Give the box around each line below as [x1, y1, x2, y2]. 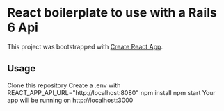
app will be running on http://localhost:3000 [7, 96, 134, 104]
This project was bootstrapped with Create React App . [7, 42, 163, 51]
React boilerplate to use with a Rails [7, 5, 217, 21]
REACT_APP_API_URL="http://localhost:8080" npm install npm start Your [7, 88, 216, 96]
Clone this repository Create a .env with [7, 81, 121, 89]
